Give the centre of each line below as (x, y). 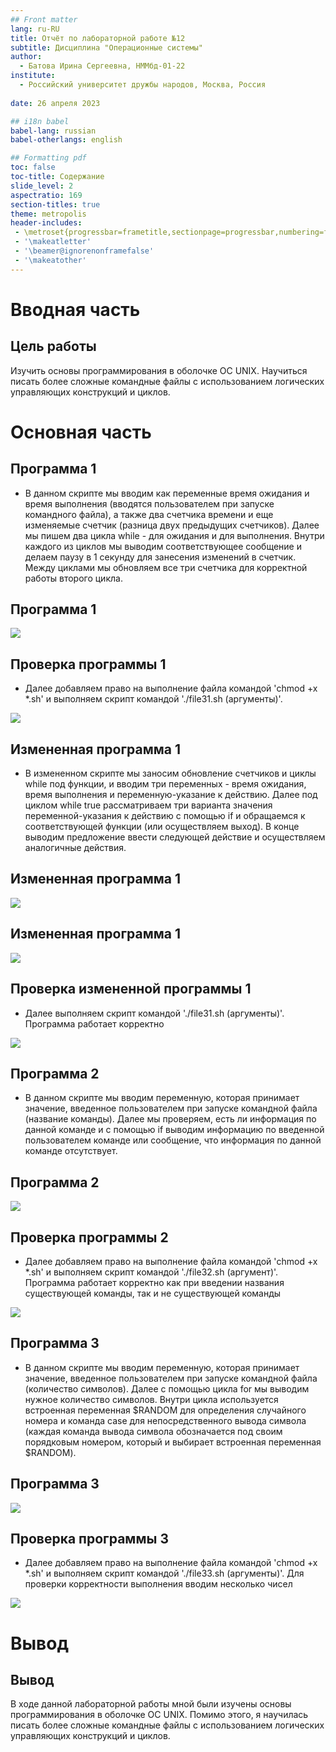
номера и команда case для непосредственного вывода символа (165, 1420)
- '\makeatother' (50, 260)
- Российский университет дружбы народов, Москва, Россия (143, 85)
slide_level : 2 (42, 186)
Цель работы (53, 346)
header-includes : (46, 223)
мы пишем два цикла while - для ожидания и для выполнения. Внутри (174, 535)
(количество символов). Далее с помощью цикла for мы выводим (167, 1388)
